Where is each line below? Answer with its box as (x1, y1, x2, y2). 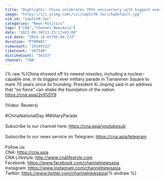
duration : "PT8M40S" (5, 39, 48, 44)
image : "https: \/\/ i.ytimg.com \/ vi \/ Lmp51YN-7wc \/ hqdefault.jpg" (5, 12, 141, 17)
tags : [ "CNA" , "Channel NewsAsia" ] (5, 26, 76, 30)
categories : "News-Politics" (5, 21, 65, 26)
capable (5, 76, 22, 82)
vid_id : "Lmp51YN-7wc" (5, 16, 52, 21)
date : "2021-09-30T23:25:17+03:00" (5, 30, 78, 35)
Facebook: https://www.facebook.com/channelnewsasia (5, 160, 119, 166)
